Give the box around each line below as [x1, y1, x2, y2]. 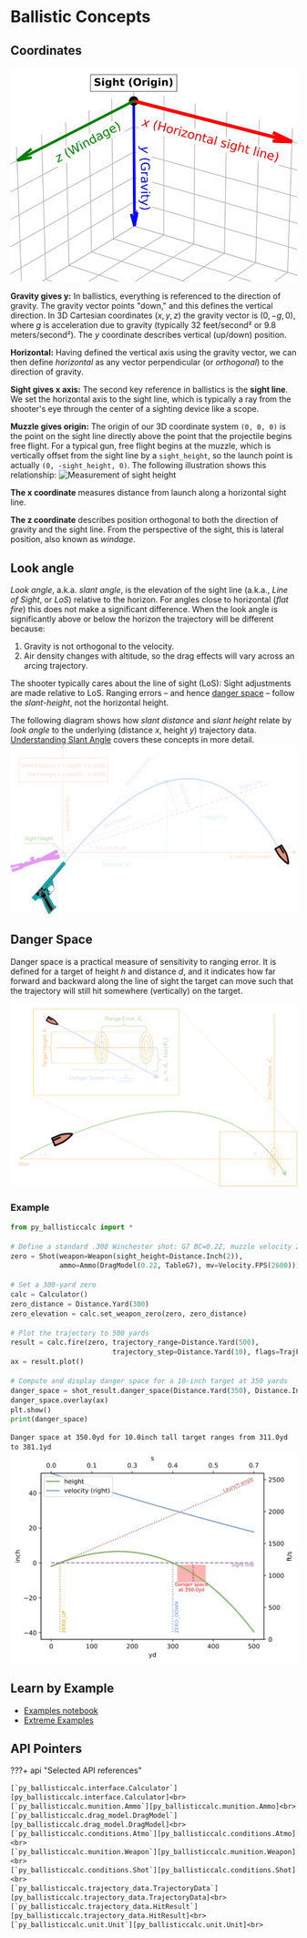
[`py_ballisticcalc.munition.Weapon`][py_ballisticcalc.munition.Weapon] [10, 1848, 297, 1857]
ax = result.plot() [10, 1358, 85, 1367]
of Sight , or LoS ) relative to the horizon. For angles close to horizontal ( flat [10, 594, 290, 605]
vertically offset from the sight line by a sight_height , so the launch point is [10, 450, 293, 461]
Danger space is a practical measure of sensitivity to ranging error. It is [10, 956, 277, 967]
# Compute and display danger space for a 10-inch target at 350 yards [10, 1376, 288, 1386]
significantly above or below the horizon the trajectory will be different [10, 613, 274, 625]
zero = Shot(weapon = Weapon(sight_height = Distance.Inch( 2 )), [10, 1251, 244, 1261]
